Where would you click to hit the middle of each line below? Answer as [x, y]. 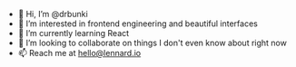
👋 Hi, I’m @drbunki [53, 14]
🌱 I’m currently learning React [74, 33]
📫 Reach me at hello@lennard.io [79, 53]
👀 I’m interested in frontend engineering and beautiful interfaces [138, 24]
